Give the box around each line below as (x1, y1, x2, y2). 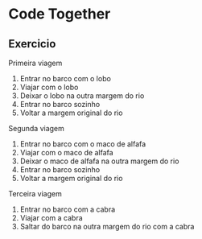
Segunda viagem (8, 124, 64, 133)
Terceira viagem (8, 189, 62, 198)
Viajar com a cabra (19, 213, 83, 222)
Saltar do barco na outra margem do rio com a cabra (19, 222, 195, 231)
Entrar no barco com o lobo (19, 74, 111, 83)
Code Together (8, 5, 111, 23)
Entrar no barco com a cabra (19, 204, 116, 214)
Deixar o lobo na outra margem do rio (19, 91, 145, 101)
